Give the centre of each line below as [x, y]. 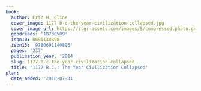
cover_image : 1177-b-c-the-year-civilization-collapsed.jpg [88, 23]
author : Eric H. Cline [39, 17]
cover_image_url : [33, 28]
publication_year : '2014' [43, 56]
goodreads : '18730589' [39, 34]
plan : [12, 73]
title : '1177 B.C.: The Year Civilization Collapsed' [79, 67]
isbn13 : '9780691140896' [42, 45]
